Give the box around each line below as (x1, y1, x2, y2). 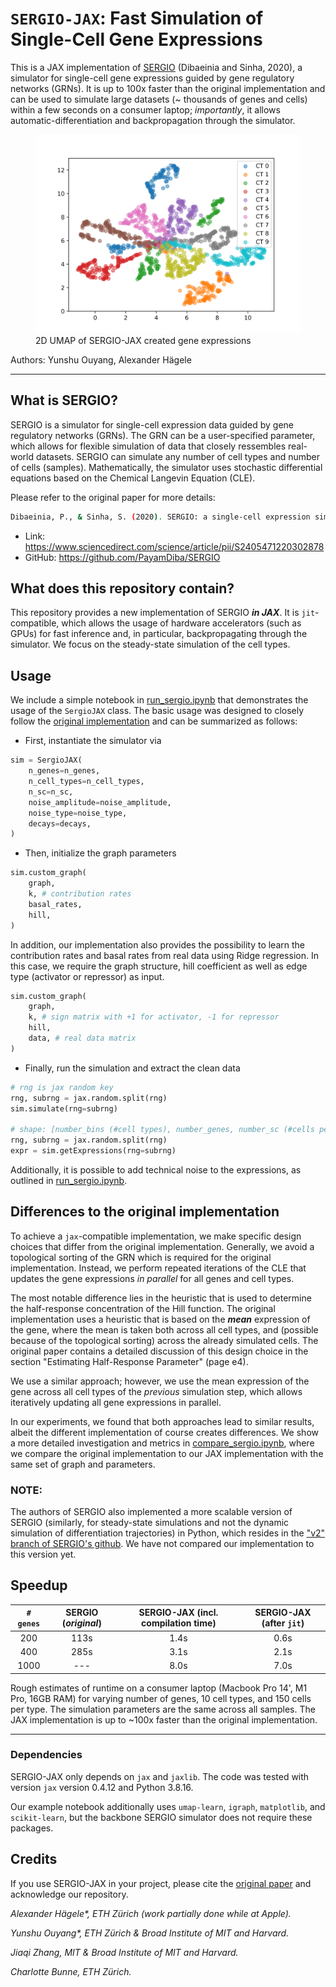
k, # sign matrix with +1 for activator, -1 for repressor (28, 1012, 280, 1022)
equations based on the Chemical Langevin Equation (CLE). (10, 472, 256, 484)
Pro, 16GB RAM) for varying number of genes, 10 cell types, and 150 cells (10, 1692, 312, 1704)
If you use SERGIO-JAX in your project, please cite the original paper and (10, 1877, 312, 1889)
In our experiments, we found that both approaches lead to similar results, (10, 1415, 315, 1427)
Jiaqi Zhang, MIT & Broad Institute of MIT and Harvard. (10, 1946, 239, 1958)
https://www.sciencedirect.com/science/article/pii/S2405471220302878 (24, 540, 325, 552)
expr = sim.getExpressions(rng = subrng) (10, 1146, 177, 1156)
